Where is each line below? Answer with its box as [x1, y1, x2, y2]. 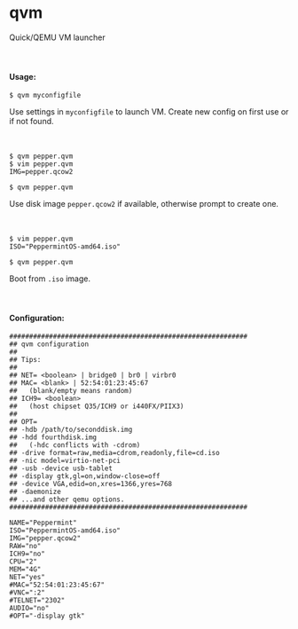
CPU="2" [9, 557, 38, 566]
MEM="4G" [9, 565, 42, 574]
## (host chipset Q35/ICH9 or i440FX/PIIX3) [9, 402, 184, 411]
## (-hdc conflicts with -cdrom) [9, 441, 141, 450]
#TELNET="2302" [9, 596, 66, 605]
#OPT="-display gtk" [9, 611, 86, 621]
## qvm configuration [9, 340, 90, 349]
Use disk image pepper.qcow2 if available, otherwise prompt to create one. [9, 199, 279, 209]
